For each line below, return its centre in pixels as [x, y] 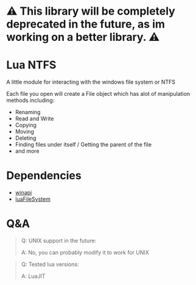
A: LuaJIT [33, 276]
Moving [25, 132]
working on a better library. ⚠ [83, 37]
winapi [23, 193]
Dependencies [44, 176]
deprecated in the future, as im [86, 24]
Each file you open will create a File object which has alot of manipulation [98, 94]
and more [27, 151]
